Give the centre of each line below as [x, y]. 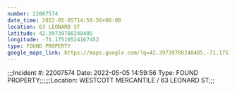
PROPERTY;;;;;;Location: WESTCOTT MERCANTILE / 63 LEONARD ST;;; [111, 80]
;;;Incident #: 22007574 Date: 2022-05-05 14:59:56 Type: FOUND [103, 72]
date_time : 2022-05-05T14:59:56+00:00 [64, 20]
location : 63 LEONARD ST [44, 27]
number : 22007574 [33, 14]
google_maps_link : [34, 53]
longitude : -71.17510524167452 [53, 40]
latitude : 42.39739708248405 [50, 33]
